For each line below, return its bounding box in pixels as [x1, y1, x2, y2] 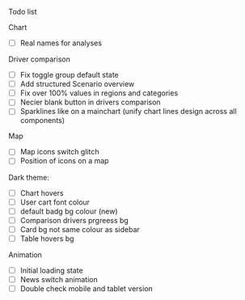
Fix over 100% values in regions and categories [19, 88, 179, 98]
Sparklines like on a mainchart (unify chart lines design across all [19, 107, 237, 116]
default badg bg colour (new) [19, 206, 119, 216]
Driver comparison [8, 54, 70, 64]
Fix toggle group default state [19, 70, 119, 80]
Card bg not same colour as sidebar [19, 224, 140, 234]
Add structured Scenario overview [19, 79, 135, 89]
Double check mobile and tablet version [19, 284, 154, 294]
